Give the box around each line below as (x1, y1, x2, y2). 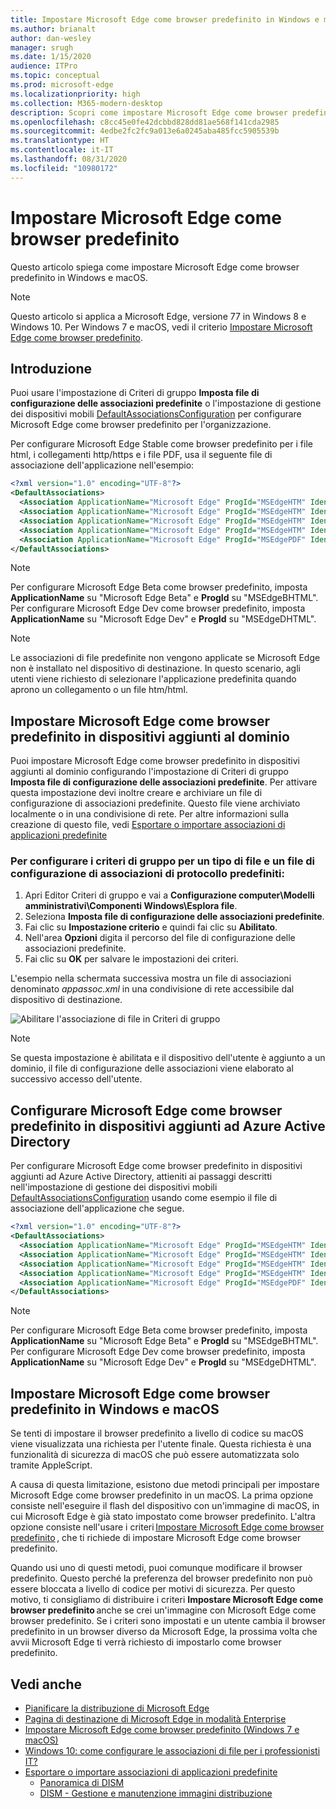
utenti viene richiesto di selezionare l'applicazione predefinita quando (10, 673, 297, 685)
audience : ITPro (10, 61, 78, 71)
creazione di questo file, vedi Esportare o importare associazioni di (10, 819, 286, 831)
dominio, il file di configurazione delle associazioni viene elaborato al (10, 1062, 294, 1075)
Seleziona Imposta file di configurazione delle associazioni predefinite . (24, 911, 325, 923)
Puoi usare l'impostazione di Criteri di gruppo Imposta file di (10, 387, 260, 399)
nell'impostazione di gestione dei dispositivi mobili (10, 1181, 218, 1193)
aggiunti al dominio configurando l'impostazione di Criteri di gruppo (10, 766, 289, 778)
